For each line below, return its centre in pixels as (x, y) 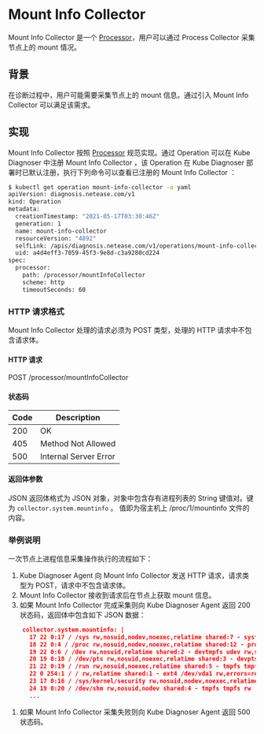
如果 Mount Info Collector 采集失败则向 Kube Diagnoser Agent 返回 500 (135, 712)
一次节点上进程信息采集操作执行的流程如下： (81, 558)
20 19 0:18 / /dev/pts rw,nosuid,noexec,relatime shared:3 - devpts (143, 659)
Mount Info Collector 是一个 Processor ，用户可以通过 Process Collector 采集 (132, 37)
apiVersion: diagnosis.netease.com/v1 (71, 195)
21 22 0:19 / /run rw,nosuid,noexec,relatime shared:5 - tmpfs (135, 667)
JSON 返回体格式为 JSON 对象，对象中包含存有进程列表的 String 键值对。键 (131, 497)
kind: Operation (35, 202)
